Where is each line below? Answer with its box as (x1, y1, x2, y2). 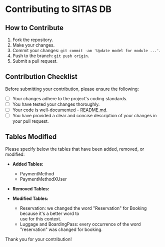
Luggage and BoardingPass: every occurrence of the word (19, 221, 141, 227)
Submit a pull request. (12, 58, 58, 64)
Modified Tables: (12, 195, 48, 201)
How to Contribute (5, 24, 64, 32)
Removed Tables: (12, 185, 49, 191)
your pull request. (12, 118, 49, 124)
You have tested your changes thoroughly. (12, 101, 100, 107)
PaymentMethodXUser (19, 176, 67, 182)
